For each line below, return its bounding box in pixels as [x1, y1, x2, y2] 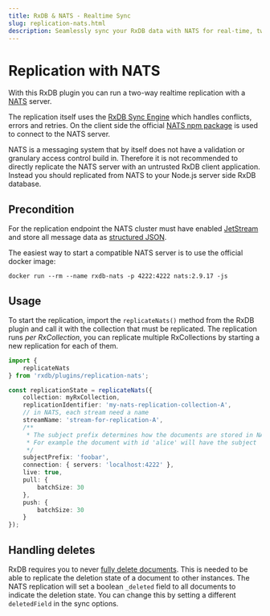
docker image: [8, 257, 56, 267]
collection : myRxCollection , [22, 394, 121, 402]
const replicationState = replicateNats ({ [8, 386, 153, 395]
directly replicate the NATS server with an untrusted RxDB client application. [8, 162, 260, 172]
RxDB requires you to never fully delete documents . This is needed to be [8, 564, 248, 574]
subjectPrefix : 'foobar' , [22, 453, 110, 461]
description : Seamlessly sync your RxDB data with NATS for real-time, [8, 27, 253, 35]
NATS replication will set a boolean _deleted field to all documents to [8, 581, 236, 591]
